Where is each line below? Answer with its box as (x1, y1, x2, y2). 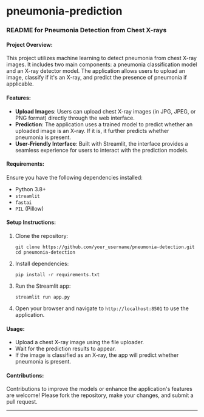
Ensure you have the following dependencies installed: (6, 174, 143, 181)
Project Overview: (6, 41, 53, 48)
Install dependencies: (15, 260, 69, 267)
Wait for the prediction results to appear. (15, 345, 117, 353)
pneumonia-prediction (6, 4, 123, 18)
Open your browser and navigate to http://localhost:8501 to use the (15, 305, 189, 312)
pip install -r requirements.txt (15, 271, 100, 277)
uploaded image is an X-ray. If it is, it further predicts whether (15, 127, 169, 134)
